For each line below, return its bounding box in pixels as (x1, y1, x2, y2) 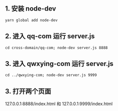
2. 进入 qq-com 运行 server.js (5, 32, 95, 40)
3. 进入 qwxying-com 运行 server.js (5, 60, 114, 68)
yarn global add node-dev (5, 17, 58, 23)
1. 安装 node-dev (5, 4, 56, 13)
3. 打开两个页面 (5, 87, 51, 95)
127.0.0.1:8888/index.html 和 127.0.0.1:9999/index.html (5, 101, 113, 107)
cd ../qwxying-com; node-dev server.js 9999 (5, 73, 97, 78)
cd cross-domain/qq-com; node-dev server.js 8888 (5, 45, 108, 50)
